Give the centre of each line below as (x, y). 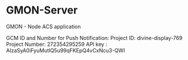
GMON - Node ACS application (43, 26)
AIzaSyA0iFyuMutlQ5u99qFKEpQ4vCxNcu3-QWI (66, 50)
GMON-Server (42, 10)
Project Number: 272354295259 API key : (57, 44)
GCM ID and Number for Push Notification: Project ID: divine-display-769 (94, 38)
